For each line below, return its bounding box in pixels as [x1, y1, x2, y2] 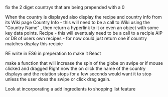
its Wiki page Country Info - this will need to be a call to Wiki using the [5, 20, 150, 25]
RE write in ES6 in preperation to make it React [5, 50, 101, 56]
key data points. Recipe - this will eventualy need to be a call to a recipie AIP [5, 30, 163, 36]
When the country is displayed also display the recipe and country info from [5, 14, 162, 20]
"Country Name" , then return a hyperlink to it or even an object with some [5, 25, 159, 31]
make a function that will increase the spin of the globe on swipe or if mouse [5, 60, 163, 66]
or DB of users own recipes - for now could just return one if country [5, 35, 147, 41]
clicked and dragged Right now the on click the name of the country [5, 65, 146, 71]
